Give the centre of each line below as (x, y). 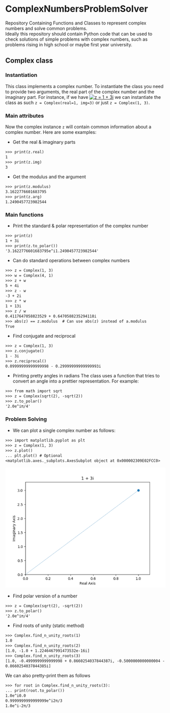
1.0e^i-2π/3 (18, 706)
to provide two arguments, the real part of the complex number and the (80, 92)
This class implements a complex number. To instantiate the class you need (84, 86)
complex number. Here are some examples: (51, 132)
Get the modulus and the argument (49, 177)
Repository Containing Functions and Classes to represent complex (76, 23)
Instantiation (21, 75)
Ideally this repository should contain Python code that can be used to (79, 34)
